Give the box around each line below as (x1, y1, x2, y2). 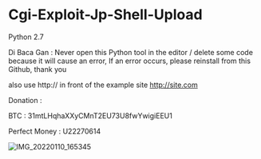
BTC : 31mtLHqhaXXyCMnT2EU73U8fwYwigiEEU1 (8, 110, 173, 121)
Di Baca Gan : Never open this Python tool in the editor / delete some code (8, 47, 254, 57)
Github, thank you (8, 64, 67, 74)
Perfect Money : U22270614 (8, 126, 101, 136)
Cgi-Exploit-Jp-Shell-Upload (8, 6, 203, 24)
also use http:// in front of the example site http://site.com (8, 80, 198, 89)
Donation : (8, 95, 42, 105)
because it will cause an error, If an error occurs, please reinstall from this (8, 56, 251, 66)
